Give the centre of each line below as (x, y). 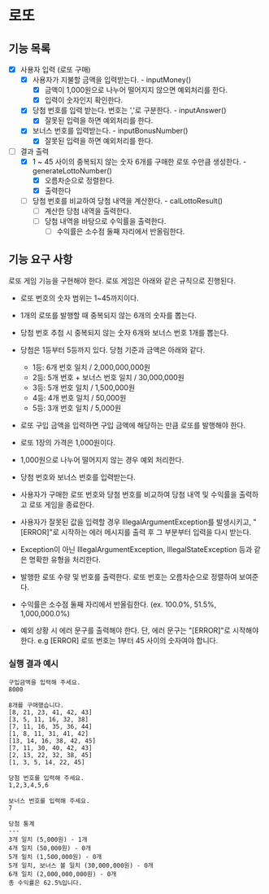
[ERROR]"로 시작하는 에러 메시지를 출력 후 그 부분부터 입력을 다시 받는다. (136, 532)
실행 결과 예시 (34, 664)
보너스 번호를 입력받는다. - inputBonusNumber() (110, 131)
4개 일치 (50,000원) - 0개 (50, 848)
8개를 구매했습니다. (36, 706)
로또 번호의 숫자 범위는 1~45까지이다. (80, 298)
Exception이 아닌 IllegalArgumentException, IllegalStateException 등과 (136, 549)
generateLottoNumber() (72, 170)
